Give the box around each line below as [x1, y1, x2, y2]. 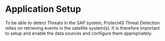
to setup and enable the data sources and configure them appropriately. [5, 30, 153, 36]
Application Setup [5, 3, 81, 15]
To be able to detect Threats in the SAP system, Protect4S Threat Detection [5, 20, 160, 26]
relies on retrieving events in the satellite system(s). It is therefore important [5, 25, 160, 31]
